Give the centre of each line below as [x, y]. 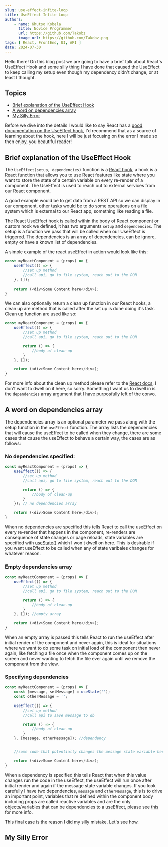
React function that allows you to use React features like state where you [80, 175]
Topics [16, 93]
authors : [14, 19]
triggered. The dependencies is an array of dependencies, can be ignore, [81, 237]
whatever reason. [23, 553]
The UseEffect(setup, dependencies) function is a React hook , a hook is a [81, 170]
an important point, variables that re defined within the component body [79, 796]
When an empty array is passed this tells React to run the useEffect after [80, 637]
